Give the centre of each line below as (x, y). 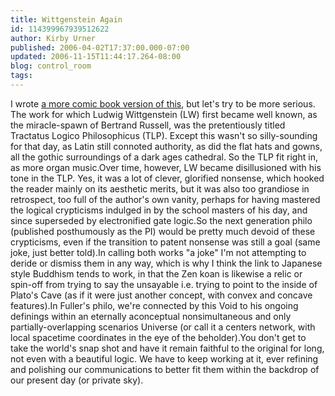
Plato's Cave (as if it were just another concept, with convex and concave (161, 295)
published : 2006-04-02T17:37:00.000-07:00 (100, 47)
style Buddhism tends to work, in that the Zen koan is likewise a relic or (156, 273)
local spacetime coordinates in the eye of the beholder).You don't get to (158, 337)
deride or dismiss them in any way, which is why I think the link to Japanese (166, 263)
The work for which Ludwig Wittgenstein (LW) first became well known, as (164, 114)
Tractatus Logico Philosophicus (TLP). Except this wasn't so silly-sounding (164, 135)
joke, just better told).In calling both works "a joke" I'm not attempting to (158, 252)
